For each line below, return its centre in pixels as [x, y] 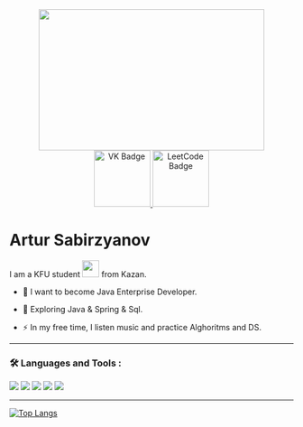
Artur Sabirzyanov [80, 241]
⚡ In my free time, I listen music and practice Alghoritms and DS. [142, 327]
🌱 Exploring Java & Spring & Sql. [83, 309]
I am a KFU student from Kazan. [78, 274]
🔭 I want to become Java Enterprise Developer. [110, 292]
